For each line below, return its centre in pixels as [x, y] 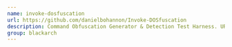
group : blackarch [32, 33]
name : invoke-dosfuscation [46, 13]
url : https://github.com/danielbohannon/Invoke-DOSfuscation [97, 20]
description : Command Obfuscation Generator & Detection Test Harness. [112, 26]
